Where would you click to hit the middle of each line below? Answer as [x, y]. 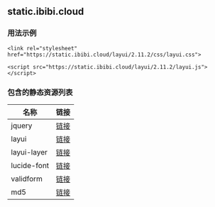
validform [27, 179]
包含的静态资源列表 [40, 92]
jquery [22, 125]
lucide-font [30, 165]
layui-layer [29, 152]
